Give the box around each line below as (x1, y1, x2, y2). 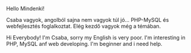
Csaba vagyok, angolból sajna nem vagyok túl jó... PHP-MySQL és (6, 16, 169, 23)
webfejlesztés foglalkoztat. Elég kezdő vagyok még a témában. (6, 23, 161, 29)
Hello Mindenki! (6, 5, 45, 12)
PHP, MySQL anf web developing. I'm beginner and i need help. (6, 41, 163, 47)
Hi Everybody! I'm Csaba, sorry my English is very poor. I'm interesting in (6, 34, 186, 41)
